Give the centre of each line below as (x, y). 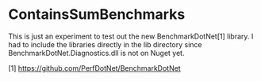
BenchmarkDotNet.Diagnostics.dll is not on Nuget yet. (96, 53)
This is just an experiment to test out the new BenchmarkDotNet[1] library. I (131, 36)
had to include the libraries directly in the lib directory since (105, 44)
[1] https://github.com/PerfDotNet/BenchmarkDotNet (94, 68)
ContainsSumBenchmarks (97, 15)
